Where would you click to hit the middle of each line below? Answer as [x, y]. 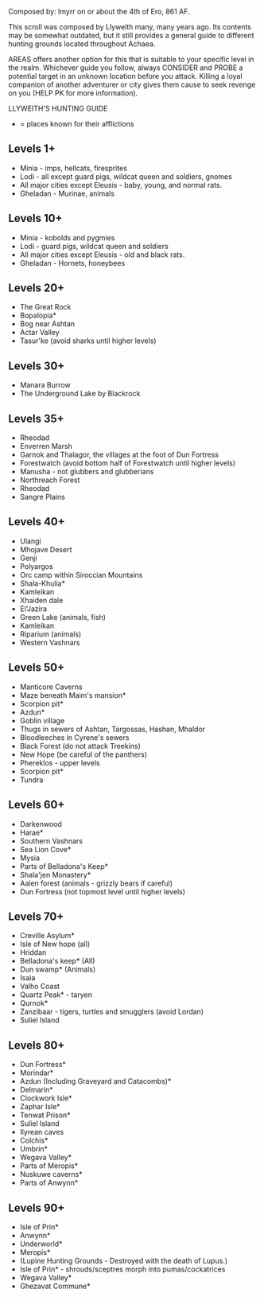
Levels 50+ [37, 668]
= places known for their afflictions [77, 124]
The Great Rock [45, 307]
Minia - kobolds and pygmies [67, 237]
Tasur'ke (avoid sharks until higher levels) [88, 341]
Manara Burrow [45, 385]
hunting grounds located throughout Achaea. [82, 44]
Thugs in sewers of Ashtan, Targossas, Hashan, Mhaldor [113, 729]
